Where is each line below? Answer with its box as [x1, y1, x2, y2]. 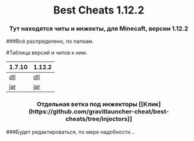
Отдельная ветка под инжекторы [36, 100, 138, 109]
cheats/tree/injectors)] [65, 115, 132, 123]
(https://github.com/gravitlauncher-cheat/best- [28, 108, 169, 116]
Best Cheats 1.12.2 [53, 4, 145, 17]
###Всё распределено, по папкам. [6, 38, 94, 45]
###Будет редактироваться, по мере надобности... [6, 128, 135, 135]
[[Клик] [138, 100, 161, 109]
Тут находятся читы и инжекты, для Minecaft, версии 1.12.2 [9, 25, 189, 33]
